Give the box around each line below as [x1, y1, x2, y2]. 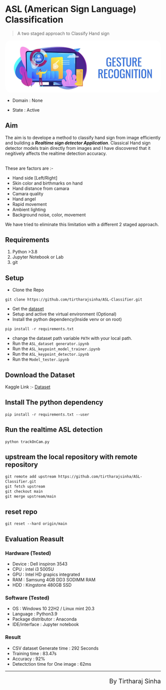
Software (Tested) [5, 594, 49, 601]
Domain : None [12, 97, 43, 103]
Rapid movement [12, 201, 47, 207]
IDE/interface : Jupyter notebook [12, 622, 79, 627]
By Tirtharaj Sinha [109, 677, 161, 685]
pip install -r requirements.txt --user [5, 412, 90, 417]
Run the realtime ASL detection [5, 426, 103, 434]
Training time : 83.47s [12, 650, 57, 656]
